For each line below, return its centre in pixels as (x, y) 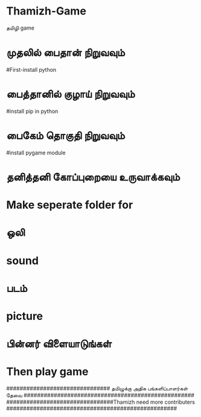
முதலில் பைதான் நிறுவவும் (65, 53)
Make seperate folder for (70, 205)
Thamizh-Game (46, 11)
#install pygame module (36, 153)
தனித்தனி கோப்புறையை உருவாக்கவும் (93, 177)
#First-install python (31, 69)
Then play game (47, 372)
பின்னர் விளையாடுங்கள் (59, 344)
